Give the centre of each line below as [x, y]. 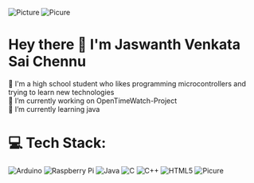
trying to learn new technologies [61, 92]
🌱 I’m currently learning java [54, 109]
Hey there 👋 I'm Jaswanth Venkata [125, 45]
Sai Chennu [47, 62]
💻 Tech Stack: [57, 143]
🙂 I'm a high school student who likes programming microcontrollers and [127, 83]
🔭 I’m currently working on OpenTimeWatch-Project [93, 101]
